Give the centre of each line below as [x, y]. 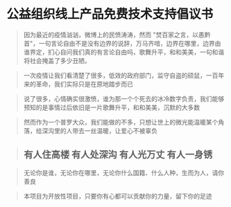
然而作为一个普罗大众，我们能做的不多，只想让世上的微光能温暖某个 [121, 122]
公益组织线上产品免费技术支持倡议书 [110, 14]
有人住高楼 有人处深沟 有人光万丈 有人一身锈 [118, 155]
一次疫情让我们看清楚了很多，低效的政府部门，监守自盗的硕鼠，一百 [121, 75]
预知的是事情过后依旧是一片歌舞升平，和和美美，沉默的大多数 [112, 107]
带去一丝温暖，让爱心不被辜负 [114, 130]
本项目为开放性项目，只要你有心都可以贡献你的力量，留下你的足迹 [118, 196]
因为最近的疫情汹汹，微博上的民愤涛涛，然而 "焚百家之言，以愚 [114, 35]
